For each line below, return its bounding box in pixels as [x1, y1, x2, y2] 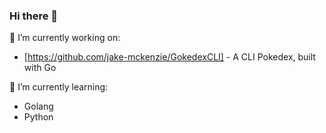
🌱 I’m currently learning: [9, 81, 109, 93]
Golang [23, 100, 54, 113]
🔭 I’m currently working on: [9, 32, 121, 44]
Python [23, 111, 54, 123]
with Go [23, 62, 57, 74]
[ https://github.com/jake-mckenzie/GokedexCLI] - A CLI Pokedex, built [23, 51, 316, 63]
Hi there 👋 [9, 9, 59, 23]
